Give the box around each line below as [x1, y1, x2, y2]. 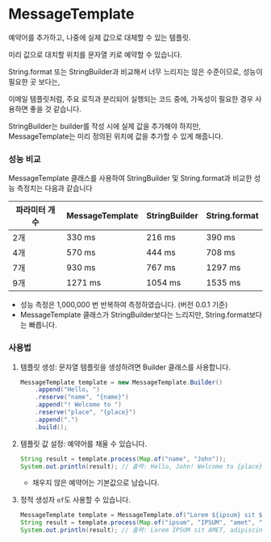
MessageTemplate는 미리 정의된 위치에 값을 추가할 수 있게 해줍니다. [8, 131, 223, 141]
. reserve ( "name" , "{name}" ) [35, 393, 129, 402]
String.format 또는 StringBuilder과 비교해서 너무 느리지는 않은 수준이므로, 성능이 [8, 66, 263, 77]
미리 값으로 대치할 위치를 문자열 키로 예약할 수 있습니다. [8, 49, 183, 59]
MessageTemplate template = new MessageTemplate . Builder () [19, 378, 223, 386]
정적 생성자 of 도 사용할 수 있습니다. [19, 495, 131, 505]
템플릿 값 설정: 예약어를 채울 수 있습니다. [19, 439, 148, 448]
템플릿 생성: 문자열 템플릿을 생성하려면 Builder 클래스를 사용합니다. [19, 362, 231, 372]
